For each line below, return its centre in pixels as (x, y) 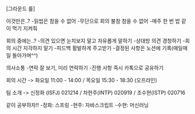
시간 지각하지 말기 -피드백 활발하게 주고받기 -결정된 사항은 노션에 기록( (93, 48)
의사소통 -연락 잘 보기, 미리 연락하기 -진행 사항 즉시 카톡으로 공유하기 (85, 68)
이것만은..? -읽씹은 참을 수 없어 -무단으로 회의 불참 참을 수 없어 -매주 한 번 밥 (93, 21)
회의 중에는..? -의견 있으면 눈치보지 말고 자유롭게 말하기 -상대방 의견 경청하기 (94, 41)
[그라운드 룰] (20, 8)
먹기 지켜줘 (25, 28)
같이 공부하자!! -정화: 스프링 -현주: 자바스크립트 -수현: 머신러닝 (78, 105)
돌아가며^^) (25, 55)
